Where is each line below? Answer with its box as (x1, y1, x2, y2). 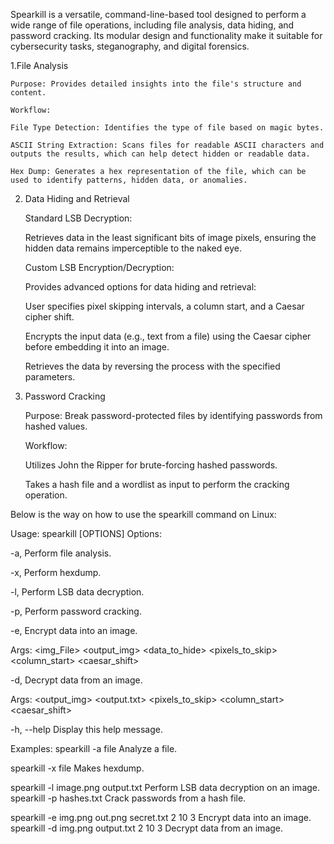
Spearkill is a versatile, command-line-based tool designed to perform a (10, 9, 307, 20)
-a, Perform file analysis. (10, 547, 112, 559)
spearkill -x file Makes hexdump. (10, 762, 145, 774)
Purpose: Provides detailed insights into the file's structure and (10, 79, 302, 89)
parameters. (24, 371, 76, 383)
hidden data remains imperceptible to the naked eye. (24, 242, 242, 254)
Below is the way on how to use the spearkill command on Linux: (10, 509, 277, 520)
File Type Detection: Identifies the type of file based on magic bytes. (10, 123, 325, 133)
